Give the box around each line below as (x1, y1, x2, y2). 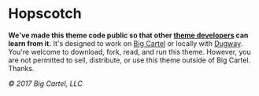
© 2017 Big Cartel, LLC (8, 79, 83, 88)
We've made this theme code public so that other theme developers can (8, 30, 249, 40)
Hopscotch (8, 5, 82, 23)
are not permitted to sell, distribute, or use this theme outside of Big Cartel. (8, 55, 251, 65)
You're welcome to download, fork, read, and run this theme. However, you (8, 47, 251, 56)
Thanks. (8, 63, 35, 73)
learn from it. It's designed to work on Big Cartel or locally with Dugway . (8, 38, 243, 48)
